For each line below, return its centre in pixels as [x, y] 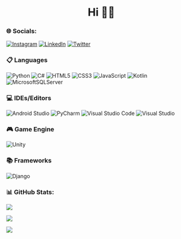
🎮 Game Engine [30, 129]
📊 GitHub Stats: [30, 192]
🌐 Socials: [22, 31]
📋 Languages [27, 60]
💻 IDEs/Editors [29, 98]
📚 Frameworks [29, 161]
